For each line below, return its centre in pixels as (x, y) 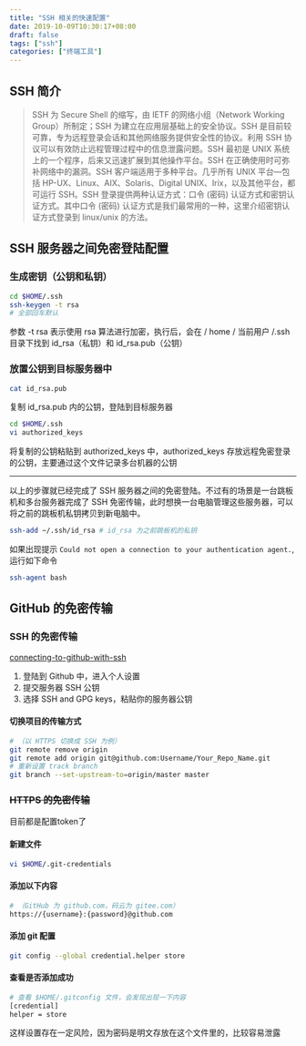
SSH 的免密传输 (44, 637)
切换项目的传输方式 (46, 722)
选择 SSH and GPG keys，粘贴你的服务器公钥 (107, 699)
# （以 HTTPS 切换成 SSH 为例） (65, 741)
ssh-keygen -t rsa (44, 305)
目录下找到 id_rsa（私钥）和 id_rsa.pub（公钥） (99, 344)
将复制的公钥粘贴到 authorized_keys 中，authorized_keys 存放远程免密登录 (150, 451)
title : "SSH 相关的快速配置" (60, 18)
